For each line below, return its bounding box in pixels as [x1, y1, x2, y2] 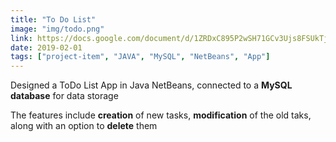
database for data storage [10, 90, 119, 102]
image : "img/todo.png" [10, 24, 105, 34]
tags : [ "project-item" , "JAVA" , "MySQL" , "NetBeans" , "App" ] [10, 52, 271, 62]
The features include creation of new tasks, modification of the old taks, [10, 109, 312, 121]
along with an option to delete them [10, 120, 158, 132]
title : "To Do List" [10, 14, 97, 25]
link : [10, 33, 33, 43]
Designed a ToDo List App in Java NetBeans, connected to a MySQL [10, 79, 293, 91]
